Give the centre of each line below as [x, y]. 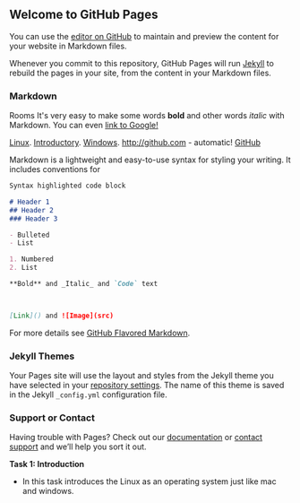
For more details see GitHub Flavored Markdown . [100, 333]
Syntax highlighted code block [68, 186]
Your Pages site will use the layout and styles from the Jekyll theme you [142, 376]
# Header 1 [30, 202]
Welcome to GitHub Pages [84, 15]
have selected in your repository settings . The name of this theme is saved [147, 386]
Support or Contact [52, 418]
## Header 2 [31, 210]
